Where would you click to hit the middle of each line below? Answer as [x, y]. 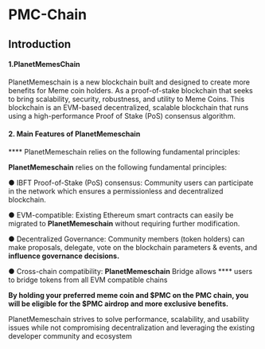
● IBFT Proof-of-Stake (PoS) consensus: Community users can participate [131, 182]
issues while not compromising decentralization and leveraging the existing [132, 327]
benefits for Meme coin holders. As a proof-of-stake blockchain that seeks [131, 90]
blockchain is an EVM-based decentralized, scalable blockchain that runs [129, 107]
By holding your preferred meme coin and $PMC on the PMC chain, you [129, 295]
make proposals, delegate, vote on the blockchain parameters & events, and [133, 247]
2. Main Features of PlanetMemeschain [74, 134]
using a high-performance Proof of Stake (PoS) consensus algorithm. [122, 116]
